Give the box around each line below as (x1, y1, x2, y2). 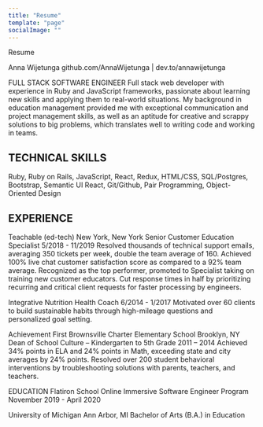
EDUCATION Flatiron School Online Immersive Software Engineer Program (8, 387, 250, 396)
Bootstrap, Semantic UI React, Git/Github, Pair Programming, (8, 180, 205, 190)
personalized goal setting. (8, 315, 93, 323)
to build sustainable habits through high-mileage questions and (8, 306, 213, 315)
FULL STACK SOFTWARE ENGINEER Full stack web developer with (8, 78, 224, 87)
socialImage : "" (8, 26, 61, 34)
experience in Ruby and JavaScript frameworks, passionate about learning (8, 87, 250, 96)
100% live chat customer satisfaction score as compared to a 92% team (8, 257, 242, 267)
